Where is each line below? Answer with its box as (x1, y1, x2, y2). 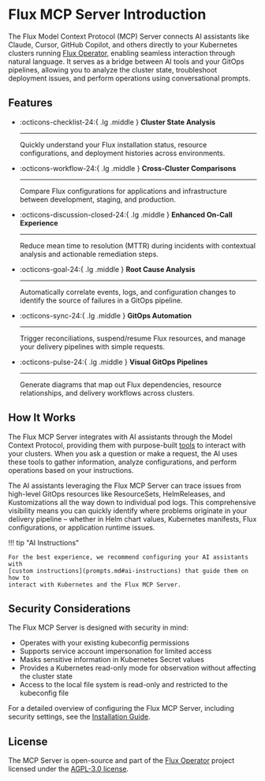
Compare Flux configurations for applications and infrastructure (19, 186, 227, 195)
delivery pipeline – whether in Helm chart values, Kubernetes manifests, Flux (8, 514, 257, 523)
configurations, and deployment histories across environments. (19, 148, 226, 158)
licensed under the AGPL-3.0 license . (8, 764, 129, 774)
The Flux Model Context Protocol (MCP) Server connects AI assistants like (8, 32, 250, 41)
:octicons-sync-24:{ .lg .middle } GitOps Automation (19, 311, 192, 320)
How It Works (8, 411, 77, 425)
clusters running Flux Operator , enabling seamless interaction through (8, 48, 235, 58)
